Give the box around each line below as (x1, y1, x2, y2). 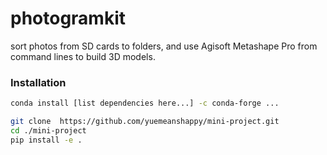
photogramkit (10, 7, 127, 30)
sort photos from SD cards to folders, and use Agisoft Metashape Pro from (10, 40, 318, 52)
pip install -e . (10, 135, 83, 145)
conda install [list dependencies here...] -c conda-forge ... (10, 98, 280, 109)
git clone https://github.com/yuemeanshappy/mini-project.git (10, 117, 280, 127)
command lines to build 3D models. (10, 50, 156, 62)
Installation (10, 75, 67, 89)
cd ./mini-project (10, 125, 87, 136)
